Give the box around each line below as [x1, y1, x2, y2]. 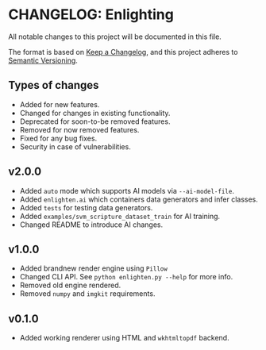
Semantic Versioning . [8, 56, 78, 65]
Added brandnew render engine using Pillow [19, 263, 168, 273]
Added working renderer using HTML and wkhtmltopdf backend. [19, 333, 229, 343]
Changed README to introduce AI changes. [19, 220, 164, 229]
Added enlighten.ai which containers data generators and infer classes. [19, 194, 258, 204]
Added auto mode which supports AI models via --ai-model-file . [19, 186, 234, 195]
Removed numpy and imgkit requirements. [19, 289, 156, 298]
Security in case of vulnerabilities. [19, 141, 131, 152]
